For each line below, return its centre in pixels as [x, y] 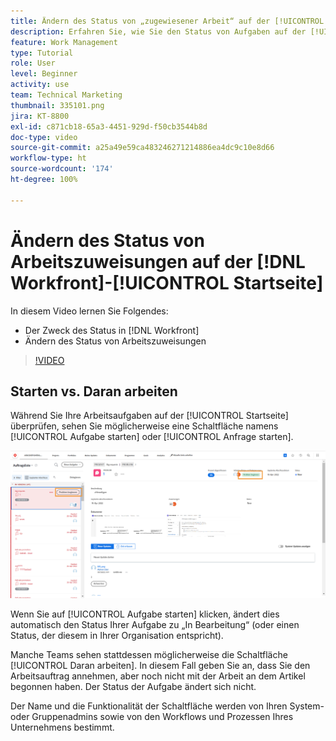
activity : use [40, 85]
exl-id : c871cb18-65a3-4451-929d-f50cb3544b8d [109, 126]
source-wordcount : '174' [62, 169]
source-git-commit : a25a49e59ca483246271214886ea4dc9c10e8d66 [142, 148]
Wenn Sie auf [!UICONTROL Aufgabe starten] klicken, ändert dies [145, 614]
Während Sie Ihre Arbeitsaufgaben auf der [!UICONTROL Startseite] [149, 416]
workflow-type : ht [48, 158]
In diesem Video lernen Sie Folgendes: [89, 311]
